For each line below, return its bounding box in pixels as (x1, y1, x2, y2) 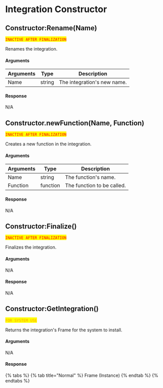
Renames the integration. (5, 46, 58, 52)
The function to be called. (65, 182, 126, 189)
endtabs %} (5, 378, 30, 384)
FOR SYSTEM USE (5, 318, 37, 323)
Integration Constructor (5, 4, 107, 15)
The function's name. (65, 174, 116, 181)
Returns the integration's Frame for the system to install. (5, 327, 123, 333)
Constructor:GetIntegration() (5, 305, 99, 313)
